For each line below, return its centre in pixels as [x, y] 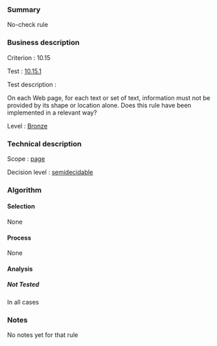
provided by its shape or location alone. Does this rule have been [99, 105]
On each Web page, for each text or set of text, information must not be [109, 97]
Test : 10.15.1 [24, 71]
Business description [43, 43]
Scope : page [26, 158]
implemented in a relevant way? [52, 113]
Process [19, 238]
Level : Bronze [28, 126]
